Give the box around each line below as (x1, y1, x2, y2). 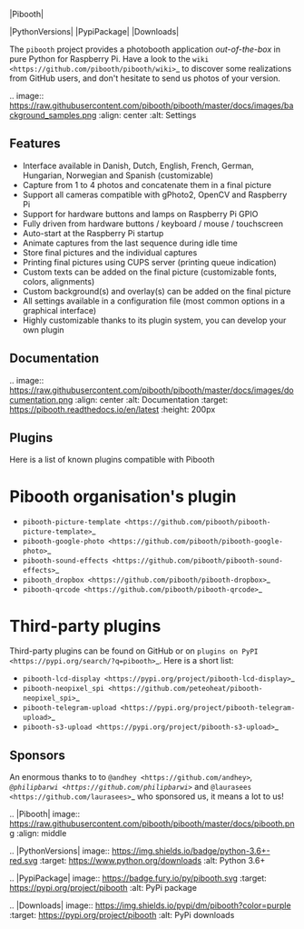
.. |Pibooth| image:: (9, 809, 81, 820)
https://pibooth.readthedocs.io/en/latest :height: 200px (9, 404, 216, 415)
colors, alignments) (22, 275, 95, 286)
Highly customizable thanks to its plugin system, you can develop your (22, 315, 287, 325)
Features (9, 136, 61, 152)
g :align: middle (9, 828, 67, 839)
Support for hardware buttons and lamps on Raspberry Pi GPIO (22, 208, 259, 219)
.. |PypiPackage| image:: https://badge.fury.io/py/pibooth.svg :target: (9, 873, 267, 884)
